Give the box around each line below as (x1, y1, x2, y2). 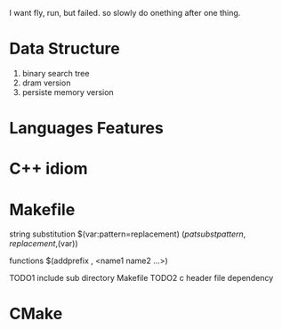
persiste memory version (21, 86, 114, 97)
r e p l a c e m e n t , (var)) (9, 238, 78, 249)
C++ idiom (9, 159, 88, 179)
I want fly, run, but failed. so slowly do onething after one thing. (9, 8, 241, 18)
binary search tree (21, 68, 90, 78)
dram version (21, 77, 71, 88)
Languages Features (9, 118, 165, 139)
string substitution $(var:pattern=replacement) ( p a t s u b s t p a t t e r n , (9, 229, 246, 239)
